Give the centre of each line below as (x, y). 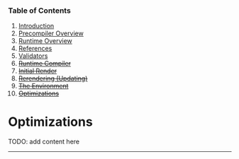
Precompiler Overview (51, 33)
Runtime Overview (45, 41)
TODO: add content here (44, 142)
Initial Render (38, 71)
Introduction (36, 26)
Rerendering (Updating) (53, 78)
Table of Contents (40, 11)
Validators (33, 56)
